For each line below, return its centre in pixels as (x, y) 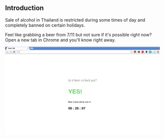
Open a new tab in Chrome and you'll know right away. (60, 40)
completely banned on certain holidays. (45, 25)
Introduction (25, 8)
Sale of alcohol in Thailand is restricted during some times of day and (75, 20)
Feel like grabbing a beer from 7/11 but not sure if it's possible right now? (79, 34)
